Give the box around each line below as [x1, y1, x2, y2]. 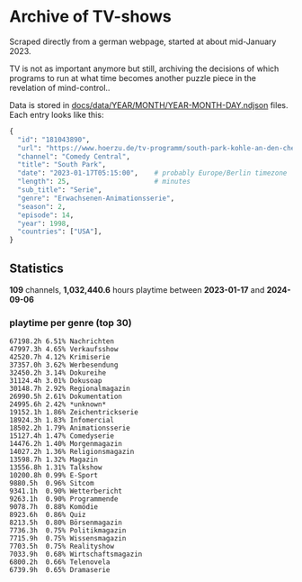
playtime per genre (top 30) [9, 316, 132, 329]
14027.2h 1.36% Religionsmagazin [9, 448, 135, 457]
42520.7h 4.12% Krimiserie [9, 353, 111, 362]
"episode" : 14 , [17, 210, 75, 220]
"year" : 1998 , [17, 219, 70, 228]
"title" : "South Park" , [17, 160, 106, 169]
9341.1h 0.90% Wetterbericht [9, 487, 123, 496]
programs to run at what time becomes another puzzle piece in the [9, 72, 256, 83]
